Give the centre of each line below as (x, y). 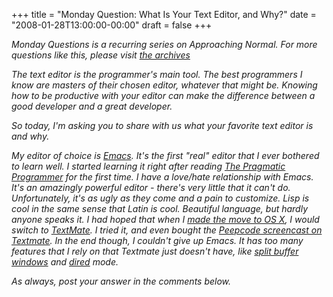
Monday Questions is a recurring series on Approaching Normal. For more (164, 44)
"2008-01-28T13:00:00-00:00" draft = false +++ (112, 25)
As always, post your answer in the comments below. (121, 281)
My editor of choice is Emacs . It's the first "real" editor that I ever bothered (165, 155)
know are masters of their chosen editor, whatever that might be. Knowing (164, 85)
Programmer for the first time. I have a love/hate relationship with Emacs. (162, 177)
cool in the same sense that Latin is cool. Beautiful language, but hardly (160, 208)
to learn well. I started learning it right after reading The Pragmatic (148, 166)
